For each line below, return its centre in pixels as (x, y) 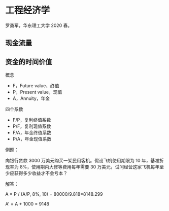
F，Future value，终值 (36, 86)
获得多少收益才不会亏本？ (41, 173)
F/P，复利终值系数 (32, 120)
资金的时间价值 (29, 62)
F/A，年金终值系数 (32, 133)
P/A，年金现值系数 (32, 139)
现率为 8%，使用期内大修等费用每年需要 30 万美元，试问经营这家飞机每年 (82, 167)
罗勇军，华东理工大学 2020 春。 (39, 25)
